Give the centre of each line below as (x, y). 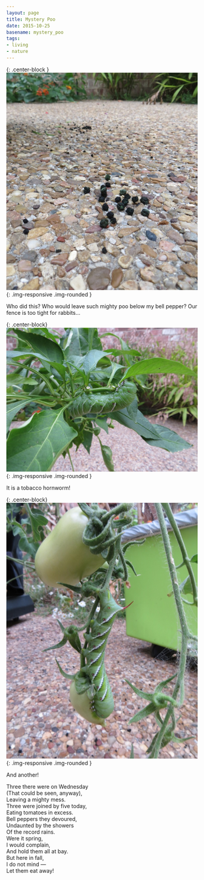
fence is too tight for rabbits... (43, 312)
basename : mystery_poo (35, 32)
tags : (13, 39)
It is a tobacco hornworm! (39, 488)
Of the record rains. (31, 832)
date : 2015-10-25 (28, 26)
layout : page (23, 13)
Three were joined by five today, (46, 806)
